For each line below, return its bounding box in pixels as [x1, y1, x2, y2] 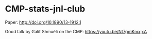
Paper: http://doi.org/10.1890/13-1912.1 [5, 19, 82, 25]
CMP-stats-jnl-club [5, 3, 85, 14]
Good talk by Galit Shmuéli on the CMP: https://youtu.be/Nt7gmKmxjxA [5, 28, 147, 34]
